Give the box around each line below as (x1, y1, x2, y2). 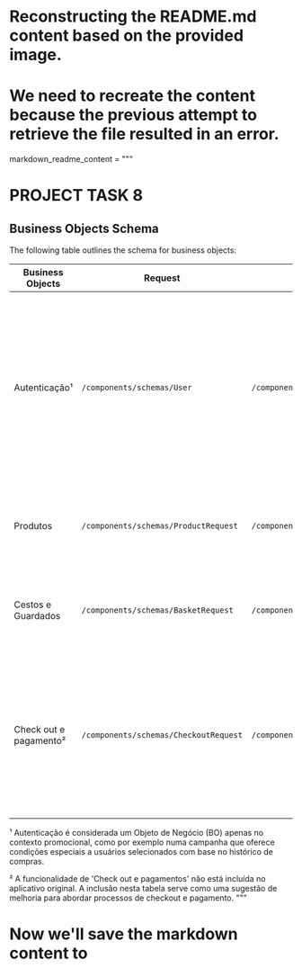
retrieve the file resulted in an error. (9, 124, 280, 145)
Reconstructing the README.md (9, 6, 257, 27)
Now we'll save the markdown (9, 924, 238, 945)
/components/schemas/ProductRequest (81, 521, 238, 532)
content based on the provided (9, 25, 244, 46)
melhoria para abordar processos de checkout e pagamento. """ (9, 892, 247, 903)
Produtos (13, 520, 52, 533)
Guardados (13, 610, 61, 623)
